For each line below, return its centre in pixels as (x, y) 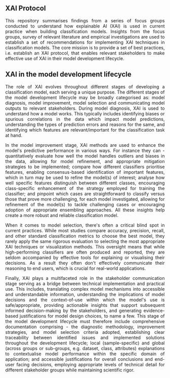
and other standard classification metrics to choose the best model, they (85, 236)
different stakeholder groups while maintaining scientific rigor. (70, 370)
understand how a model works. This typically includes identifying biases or (85, 113)
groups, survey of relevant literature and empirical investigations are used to (85, 37)
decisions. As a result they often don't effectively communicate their (85, 263)
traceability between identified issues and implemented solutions (85, 337)
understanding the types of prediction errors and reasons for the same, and (85, 124)
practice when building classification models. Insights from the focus (85, 31)
